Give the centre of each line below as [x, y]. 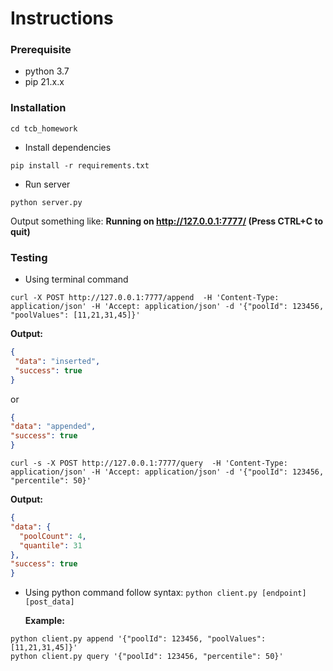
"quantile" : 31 [51, 545]
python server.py [46, 202]
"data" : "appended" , [53, 427]
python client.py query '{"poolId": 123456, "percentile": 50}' [147, 657]
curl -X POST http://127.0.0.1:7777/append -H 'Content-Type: [145, 298]
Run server [47, 184]
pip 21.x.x [44, 82]
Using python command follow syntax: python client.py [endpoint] [165, 593]
